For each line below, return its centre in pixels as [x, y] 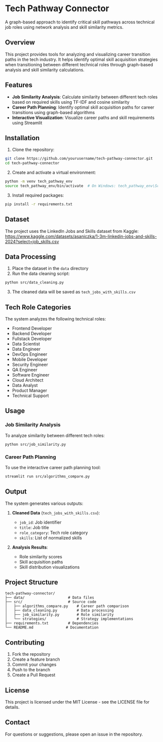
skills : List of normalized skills [51, 538]
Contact [17, 722]
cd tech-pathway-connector [32, 163]
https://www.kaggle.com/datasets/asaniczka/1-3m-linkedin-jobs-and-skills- [81, 236]
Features [19, 85]
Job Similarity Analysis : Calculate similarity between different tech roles [85, 97]
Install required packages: [38, 195]
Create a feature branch [36, 659]
